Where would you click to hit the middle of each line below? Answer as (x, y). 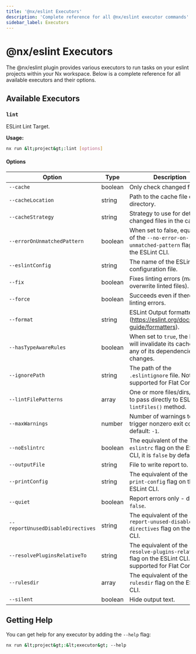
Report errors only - (157, 499)
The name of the (152, 262)
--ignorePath (27, 375)
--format (21, 320)
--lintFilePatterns (36, 400)
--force (20, 299)
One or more (147, 392)
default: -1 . (144, 431)
